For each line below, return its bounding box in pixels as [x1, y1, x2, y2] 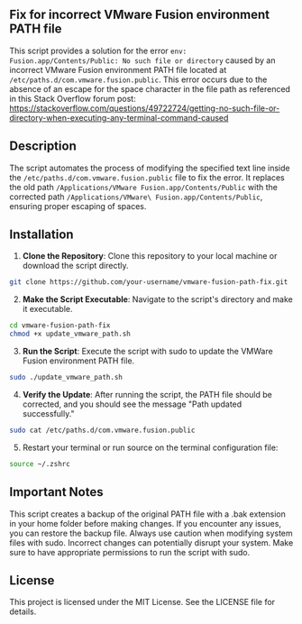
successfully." [22, 408, 75, 418]
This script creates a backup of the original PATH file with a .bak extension [9, 509, 286, 519]
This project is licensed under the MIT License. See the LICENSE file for [9, 597, 276, 608]
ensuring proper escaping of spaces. [9, 200, 147, 211]
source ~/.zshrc [9, 459, 70, 468]
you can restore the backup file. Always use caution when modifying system [9, 528, 293, 538]
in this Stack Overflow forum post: [9, 93, 137, 104]
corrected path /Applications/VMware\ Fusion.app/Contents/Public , [9, 191, 263, 202]
